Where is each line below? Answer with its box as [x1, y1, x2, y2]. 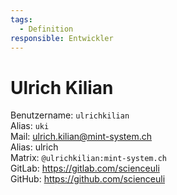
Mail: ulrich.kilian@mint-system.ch [10, 131, 153, 143]
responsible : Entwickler [10, 33, 114, 43]
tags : [10, 14, 33, 25]
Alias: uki [10, 120, 50, 132]
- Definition [19, 24, 74, 34]
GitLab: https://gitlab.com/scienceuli [10, 162, 160, 175]
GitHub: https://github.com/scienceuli [10, 173, 166, 185]
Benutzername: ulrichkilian [10, 109, 130, 121]
